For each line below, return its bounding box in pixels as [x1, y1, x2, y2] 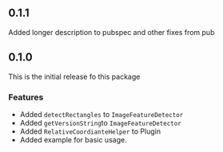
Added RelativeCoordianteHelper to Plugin [19, 127, 161, 136]
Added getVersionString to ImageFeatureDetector [19, 118, 181, 127]
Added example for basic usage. [19, 134, 127, 144]
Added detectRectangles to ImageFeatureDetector [19, 109, 184, 119]
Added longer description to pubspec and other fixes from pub [8, 27, 215, 37]
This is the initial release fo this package [8, 72, 141, 81]
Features [8, 92, 44, 103]
